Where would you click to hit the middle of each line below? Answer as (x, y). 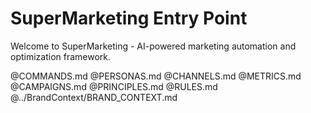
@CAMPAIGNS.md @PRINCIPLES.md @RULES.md (114, 86)
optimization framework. (61, 56)
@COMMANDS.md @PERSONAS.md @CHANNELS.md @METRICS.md (156, 76)
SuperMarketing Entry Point (129, 18)
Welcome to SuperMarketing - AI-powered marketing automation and (153, 46)
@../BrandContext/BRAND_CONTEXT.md (94, 97)
